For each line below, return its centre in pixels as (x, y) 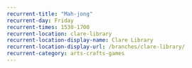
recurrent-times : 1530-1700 (48, 27)
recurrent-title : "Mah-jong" (50, 14)
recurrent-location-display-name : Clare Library (80, 40)
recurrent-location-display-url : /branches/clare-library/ (96, 47)
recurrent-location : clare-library (59, 34)
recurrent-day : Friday (40, 21)
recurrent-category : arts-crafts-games (66, 54)
